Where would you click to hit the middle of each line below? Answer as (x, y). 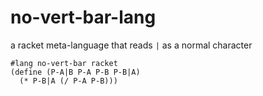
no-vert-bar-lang (83, 17)
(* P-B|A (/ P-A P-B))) (68, 81)
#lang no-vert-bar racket (64, 63)
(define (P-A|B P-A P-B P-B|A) (75, 72)
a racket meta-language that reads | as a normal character (131, 45)
